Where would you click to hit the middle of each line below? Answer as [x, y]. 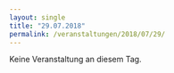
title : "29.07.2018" [48, 26]
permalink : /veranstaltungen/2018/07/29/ [87, 34]
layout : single [37, 17]
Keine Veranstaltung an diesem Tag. [75, 60]
